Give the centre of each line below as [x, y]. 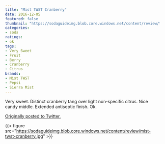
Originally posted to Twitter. [33, 116]
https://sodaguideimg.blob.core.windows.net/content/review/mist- [84, 131]
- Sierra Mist [20, 87]
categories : [17, 28]
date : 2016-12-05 [23, 14]
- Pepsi [13, 83]
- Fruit [13, 55]
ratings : [14, 37]
